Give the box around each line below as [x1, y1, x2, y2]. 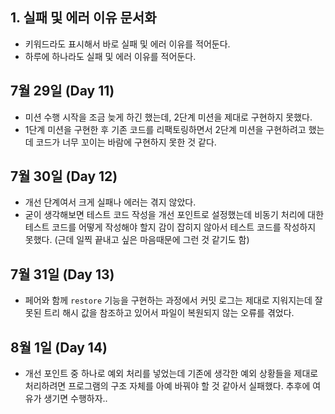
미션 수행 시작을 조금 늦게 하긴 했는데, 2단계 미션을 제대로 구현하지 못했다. [24, 111, 313, 123]
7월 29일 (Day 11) [10, 83, 115, 100]
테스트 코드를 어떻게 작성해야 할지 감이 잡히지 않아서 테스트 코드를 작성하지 [24, 221, 317, 233]
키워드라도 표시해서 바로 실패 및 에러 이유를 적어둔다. [24, 38, 231, 50]
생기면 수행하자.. [43, 393, 108, 405]
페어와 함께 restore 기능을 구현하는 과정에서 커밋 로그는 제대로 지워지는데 [24, 294, 313, 307]
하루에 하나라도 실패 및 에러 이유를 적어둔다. [24, 50, 197, 62]
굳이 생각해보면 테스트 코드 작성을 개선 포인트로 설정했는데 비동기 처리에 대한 [24, 209, 325, 221]
